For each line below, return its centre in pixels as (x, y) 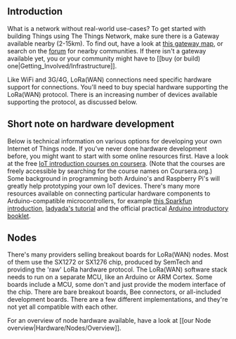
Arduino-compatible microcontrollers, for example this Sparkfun (100, 200)
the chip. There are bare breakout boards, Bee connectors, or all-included (114, 292)
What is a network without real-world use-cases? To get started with (106, 28)
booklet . (19, 216)
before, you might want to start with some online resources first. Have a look (118, 156)
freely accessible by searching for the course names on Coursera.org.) (110, 171)
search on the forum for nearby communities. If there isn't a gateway (107, 51)
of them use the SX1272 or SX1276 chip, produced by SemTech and (105, 262)
